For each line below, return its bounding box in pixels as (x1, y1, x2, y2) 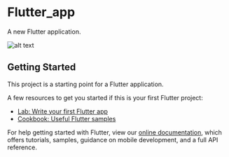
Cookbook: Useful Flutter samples (17, 114, 116, 123)
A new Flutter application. (7, 27, 81, 36)
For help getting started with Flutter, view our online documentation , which (7, 128, 223, 137)
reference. (7, 143, 37, 151)
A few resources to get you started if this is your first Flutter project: (7, 93, 203, 102)
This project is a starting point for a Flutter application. (7, 80, 164, 88)
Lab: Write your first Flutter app (17, 107, 109, 116)
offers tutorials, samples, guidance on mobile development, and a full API (7, 135, 218, 144)
